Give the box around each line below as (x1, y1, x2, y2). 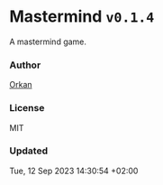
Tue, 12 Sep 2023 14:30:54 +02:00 (9, 165, 139, 176)
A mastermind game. (9, 36, 87, 47)
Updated (9, 144, 48, 157)
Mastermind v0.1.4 (9, 6, 155, 27)
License (9, 102, 45, 115)
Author (9, 59, 41, 71)
